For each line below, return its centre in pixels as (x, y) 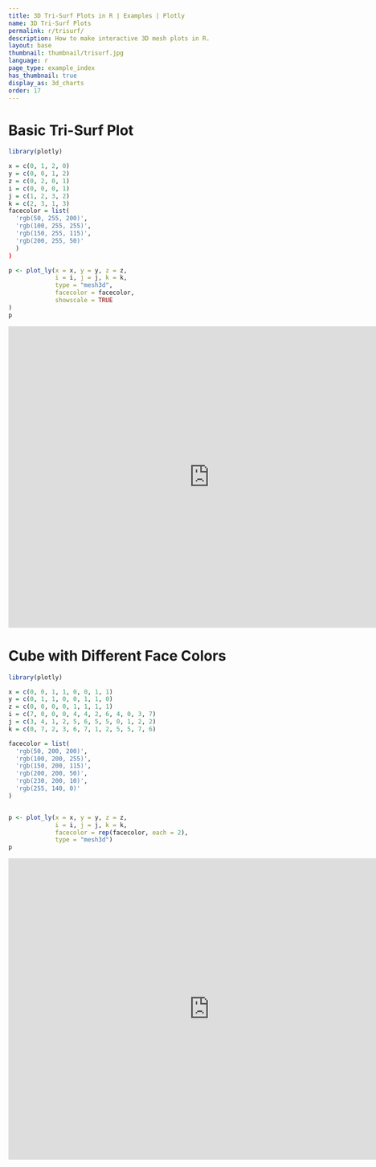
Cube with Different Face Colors (117, 655)
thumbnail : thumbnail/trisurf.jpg (66, 53)
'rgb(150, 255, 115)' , (53, 234)
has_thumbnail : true (43, 76)
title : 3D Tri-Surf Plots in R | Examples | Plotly (96, 16)
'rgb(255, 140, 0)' (48, 788)
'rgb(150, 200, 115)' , (53, 766)
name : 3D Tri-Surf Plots (50, 23)
